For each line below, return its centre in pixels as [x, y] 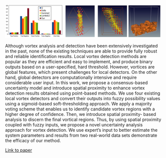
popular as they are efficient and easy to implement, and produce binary [79, 62]
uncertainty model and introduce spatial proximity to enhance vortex [75, 88]
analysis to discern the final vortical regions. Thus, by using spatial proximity [83, 120]
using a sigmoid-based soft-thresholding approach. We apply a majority [79, 104]
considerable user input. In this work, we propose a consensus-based [77, 83]
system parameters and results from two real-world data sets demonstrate [81, 135]
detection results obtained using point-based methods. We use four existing [83, 93]
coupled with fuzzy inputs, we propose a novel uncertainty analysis [74, 125]
